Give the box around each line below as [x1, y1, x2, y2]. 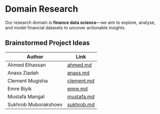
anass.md [67, 69, 90, 76]
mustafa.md [67, 93, 95, 100]
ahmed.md [67, 61, 92, 68]
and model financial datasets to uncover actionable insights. [5, 24, 126, 30]
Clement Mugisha [7, 77, 48, 84]
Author [26, 53, 44, 60]
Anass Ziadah [7, 69, 39, 76]
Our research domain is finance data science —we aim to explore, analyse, [5, 19, 156, 25]
